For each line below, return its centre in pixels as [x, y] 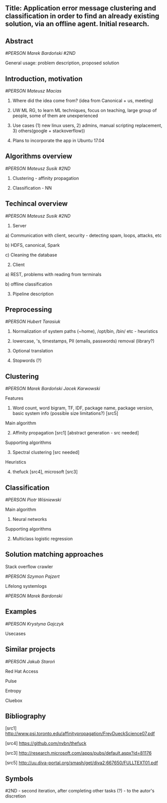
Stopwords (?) [27, 361]
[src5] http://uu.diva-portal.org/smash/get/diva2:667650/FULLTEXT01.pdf [81, 763]
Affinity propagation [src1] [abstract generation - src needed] [76, 433]
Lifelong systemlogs [26, 586]
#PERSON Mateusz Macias [33, 91]
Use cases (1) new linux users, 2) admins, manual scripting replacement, [87, 126]
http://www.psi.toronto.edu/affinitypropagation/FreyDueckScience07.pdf [80, 734]
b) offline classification [29, 284]
